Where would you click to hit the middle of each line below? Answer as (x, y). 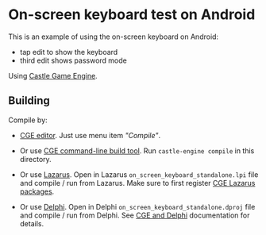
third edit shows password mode (73, 60)
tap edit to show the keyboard (69, 52)
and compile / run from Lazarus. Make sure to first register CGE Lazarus (137, 183)
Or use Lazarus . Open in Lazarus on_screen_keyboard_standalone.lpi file (139, 174)
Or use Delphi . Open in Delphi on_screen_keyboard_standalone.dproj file (137, 206)
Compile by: (28, 120)
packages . (37, 191)
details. (32, 223)
